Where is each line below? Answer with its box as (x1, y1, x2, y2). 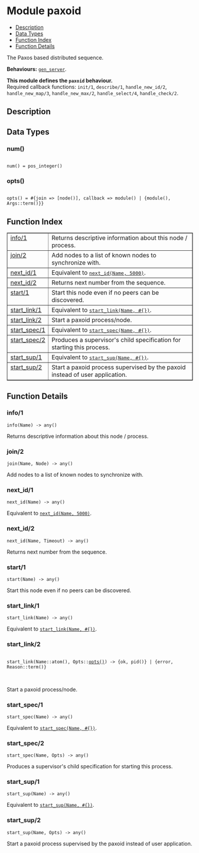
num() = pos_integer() (6, 163, 63, 169)
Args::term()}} (6, 201, 44, 206)
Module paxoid (6, 4, 81, 18)
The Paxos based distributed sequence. (6, 54, 104, 61)
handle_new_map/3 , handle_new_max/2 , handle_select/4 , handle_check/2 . (6, 89, 179, 96)
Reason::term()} (6, 664, 47, 670)
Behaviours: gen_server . (6, 65, 67, 72)
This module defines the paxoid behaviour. (6, 77, 113, 84)
